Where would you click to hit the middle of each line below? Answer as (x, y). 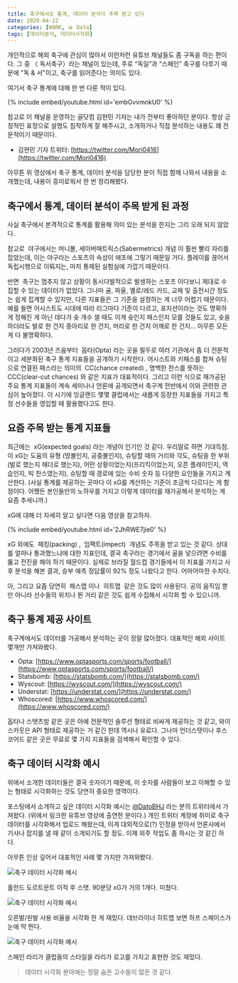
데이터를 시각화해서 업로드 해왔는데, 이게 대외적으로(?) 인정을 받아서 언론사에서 (117, 824)
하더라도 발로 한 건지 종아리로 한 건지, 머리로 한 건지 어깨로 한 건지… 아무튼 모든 (118, 326)
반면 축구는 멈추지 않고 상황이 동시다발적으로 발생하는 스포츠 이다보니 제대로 (114, 281)
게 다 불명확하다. (30, 335)
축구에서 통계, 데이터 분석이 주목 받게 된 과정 (98, 206)
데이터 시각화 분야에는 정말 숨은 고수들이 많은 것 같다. (98, 972)
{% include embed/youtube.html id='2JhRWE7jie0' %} (87, 529)
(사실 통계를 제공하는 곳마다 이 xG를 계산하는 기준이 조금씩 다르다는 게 (125, 482)
